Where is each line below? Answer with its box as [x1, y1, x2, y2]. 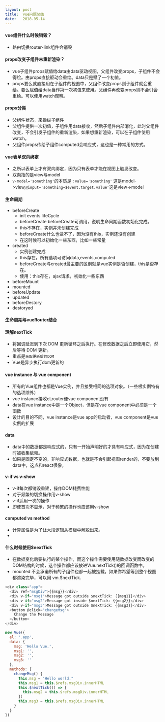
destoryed [12, 305, 33, 311]
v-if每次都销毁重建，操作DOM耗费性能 [12, 485, 90, 491]
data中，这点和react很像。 [12, 462, 66, 468]
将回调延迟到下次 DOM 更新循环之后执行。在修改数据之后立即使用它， [12, 341, 155, 347]
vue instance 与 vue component [5, 372, 72, 378]
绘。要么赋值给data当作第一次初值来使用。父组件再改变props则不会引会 [12, 87, 158, 93]
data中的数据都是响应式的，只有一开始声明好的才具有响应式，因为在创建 [12, 444, 159, 449]
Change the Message [14, 612, 54, 617]
